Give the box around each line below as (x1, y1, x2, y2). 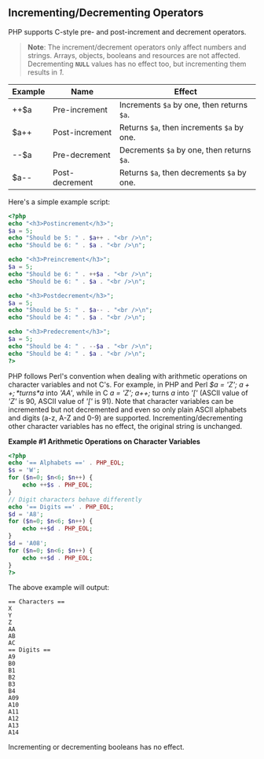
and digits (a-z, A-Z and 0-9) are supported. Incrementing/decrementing (8, 412, 244, 423)
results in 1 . (27, 67, 64, 77)
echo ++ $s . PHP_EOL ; (22, 481, 93, 489)
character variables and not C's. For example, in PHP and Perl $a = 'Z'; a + (8, 379, 250, 389)
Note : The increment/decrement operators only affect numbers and (27, 42, 247, 52)
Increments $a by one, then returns (119, 99, 248, 110)
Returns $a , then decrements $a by (119, 167, 247, 178)
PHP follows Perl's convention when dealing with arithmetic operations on (8, 371, 247, 380)
